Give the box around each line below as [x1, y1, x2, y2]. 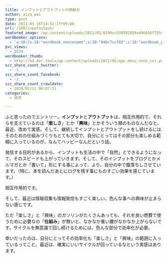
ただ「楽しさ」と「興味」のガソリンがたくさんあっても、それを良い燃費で [5, 212, 158, 218]
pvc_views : [5, 44, 28, 49]
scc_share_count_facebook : [5, 72, 61, 77]
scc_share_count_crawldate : [5, 81, 64, 86]
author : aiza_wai [5, 12, 41, 17]
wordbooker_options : [5, 35, 48, 40]
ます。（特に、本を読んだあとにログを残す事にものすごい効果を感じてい [5, 168, 151, 174]
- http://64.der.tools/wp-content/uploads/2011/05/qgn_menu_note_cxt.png [9, 58, 166, 63]
